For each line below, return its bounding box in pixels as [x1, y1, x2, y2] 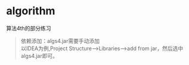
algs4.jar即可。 [20, 52, 58, 59]
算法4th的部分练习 [6, 24, 51, 32]
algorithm [6, 4, 55, 18]
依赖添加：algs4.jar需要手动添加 [20, 37, 100, 44]
